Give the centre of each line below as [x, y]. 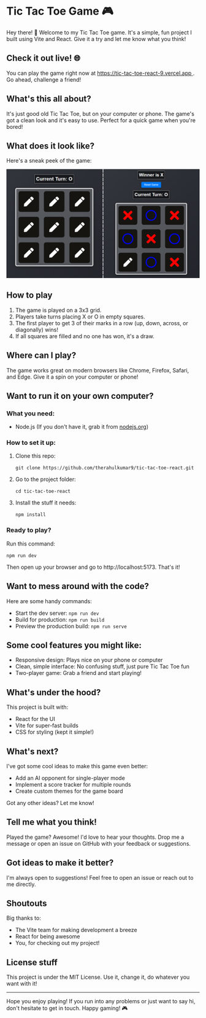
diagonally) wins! [37, 330]
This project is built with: [37, 707]
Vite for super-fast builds [47, 726]
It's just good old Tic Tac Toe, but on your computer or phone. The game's [101, 114]
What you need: [31, 413]
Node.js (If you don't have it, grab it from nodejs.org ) [82, 427]
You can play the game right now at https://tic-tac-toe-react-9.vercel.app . [101, 73]
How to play [29, 295]
